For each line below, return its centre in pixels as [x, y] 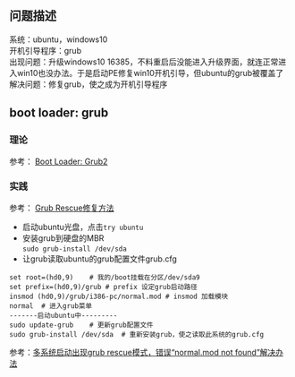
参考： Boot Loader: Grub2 [59, 161]
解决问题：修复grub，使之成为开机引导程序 [88, 84]
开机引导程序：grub [46, 50]
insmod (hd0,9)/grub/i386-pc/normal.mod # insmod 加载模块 [119, 296]
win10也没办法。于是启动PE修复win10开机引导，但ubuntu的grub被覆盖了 [150, 73]
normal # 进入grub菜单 [51, 306]
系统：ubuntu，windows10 [59, 39]
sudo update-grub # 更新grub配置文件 [81, 325]
